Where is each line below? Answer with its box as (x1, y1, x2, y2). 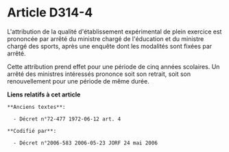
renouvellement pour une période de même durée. (7, 77, 149, 85)
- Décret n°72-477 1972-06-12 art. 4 (13, 115, 121, 123)
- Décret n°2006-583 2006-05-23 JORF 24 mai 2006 (13, 139, 158, 147)
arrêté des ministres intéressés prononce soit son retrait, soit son (7, 70, 191, 78)
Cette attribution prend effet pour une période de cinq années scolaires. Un (7, 62, 220, 71)
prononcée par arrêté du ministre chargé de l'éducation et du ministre (7, 34, 204, 42)
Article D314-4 (7, 5, 93, 21)
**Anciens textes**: (7, 103, 67, 110)
